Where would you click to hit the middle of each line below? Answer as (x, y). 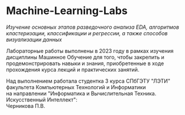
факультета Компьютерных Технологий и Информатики (76, 87)
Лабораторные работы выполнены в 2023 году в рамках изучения (90, 50)
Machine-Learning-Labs (67, 11)
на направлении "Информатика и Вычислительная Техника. (81, 93)
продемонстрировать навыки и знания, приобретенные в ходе (85, 63)
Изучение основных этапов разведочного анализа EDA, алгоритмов (92, 27)
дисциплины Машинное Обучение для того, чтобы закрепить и (85, 57)
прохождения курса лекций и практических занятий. (73, 69)
